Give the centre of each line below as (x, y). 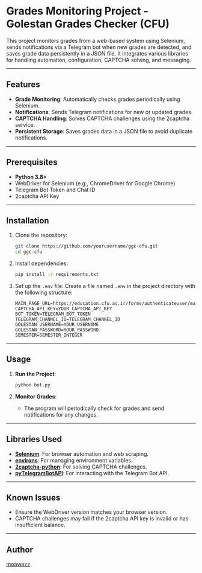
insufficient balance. (40, 525)
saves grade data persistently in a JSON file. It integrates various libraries (97, 53)
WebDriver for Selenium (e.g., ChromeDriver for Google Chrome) (95, 183)
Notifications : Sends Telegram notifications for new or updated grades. (104, 112)
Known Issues (33, 497)
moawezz (18, 564)
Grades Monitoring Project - (77, 11)
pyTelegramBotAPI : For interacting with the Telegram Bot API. (92, 473)
